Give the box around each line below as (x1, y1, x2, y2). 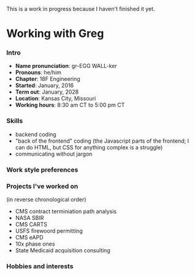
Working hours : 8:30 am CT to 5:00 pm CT (15, 101, 125, 109)
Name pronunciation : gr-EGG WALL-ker (15, 62, 118, 70)
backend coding (15, 130, 56, 138)
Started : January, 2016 (15, 82, 74, 89)
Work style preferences (6, 165, 78, 174)
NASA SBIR (15, 214, 44, 221)
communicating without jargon (15, 150, 93, 157)
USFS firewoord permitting (15, 227, 83, 235)
